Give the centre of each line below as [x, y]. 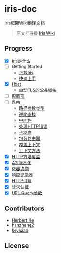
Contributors [24, 208]
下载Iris [26, 72]
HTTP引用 [22, 181]
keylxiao [20, 230]
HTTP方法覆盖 [26, 157]
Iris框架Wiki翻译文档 [25, 23]
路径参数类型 [31, 108]
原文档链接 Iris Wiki [36, 33]
